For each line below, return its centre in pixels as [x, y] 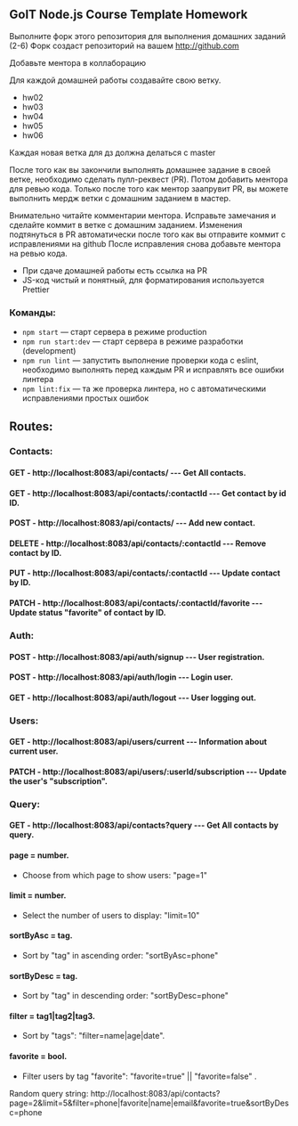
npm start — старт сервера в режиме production [114, 332]
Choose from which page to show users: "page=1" [114, 875]
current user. [34, 751]
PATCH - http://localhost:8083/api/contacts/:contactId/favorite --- [136, 603]
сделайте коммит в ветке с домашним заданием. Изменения [126, 224]
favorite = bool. [38, 1056]
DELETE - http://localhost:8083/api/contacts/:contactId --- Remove [138, 543]
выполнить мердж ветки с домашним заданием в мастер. [120, 198]
